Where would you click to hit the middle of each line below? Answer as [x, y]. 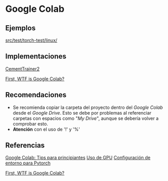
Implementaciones [36, 56]
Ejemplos [21, 28]
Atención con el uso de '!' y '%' [46, 129]
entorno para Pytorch [28, 163]
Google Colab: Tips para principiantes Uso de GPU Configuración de [78, 158]
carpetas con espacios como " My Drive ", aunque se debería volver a [86, 118]
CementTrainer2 [23, 69]
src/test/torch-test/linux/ [31, 40]
